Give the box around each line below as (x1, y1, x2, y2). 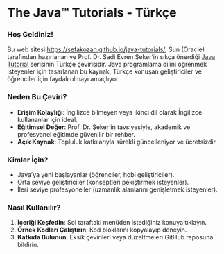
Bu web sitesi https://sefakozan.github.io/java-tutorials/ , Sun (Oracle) (7, 45, 205, 53)
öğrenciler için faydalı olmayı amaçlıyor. (7, 75, 120, 83)
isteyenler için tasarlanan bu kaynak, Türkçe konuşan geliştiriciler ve (7, 67, 203, 76)
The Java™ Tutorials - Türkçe (7, 5, 177, 21)
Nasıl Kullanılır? (7, 203, 61, 212)
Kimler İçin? (7, 155, 49, 164)
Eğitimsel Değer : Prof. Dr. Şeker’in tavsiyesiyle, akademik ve (17, 123, 191, 131)
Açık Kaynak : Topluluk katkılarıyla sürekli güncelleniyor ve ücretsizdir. (17, 137, 217, 146)
